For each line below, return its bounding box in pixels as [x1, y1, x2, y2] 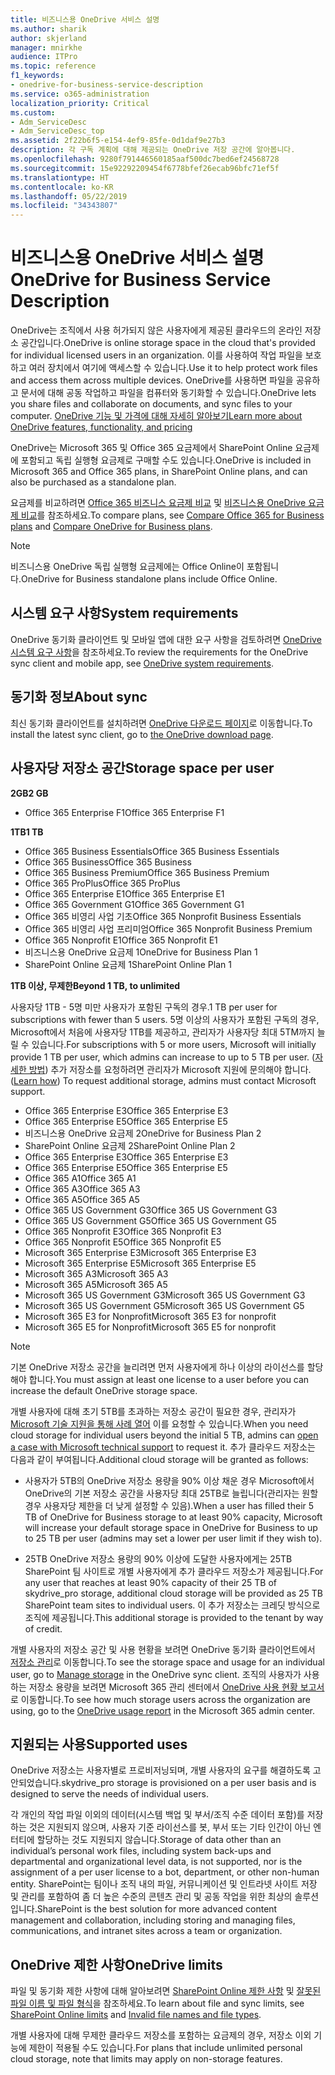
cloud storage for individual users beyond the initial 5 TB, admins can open [10, 1429, 319, 1441]
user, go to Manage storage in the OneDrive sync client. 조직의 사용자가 [10, 1668, 302, 1680]
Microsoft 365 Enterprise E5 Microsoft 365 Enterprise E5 [24, 1257, 257, 1269]
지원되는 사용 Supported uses [10, 1736, 188, 1753]
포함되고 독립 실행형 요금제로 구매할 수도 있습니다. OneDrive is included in [20, 454, 312, 466]
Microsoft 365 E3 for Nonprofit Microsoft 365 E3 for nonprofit [24, 1310, 277, 1322]
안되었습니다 [10, 1777, 60, 1789]
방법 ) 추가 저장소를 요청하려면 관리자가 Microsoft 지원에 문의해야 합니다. [28, 1063, 312, 1075]
